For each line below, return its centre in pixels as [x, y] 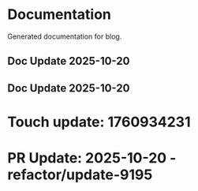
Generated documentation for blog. [65, 36]
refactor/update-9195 [80, 175]
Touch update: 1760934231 [99, 122]
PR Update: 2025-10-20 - [92, 158]
